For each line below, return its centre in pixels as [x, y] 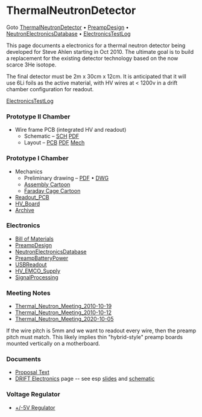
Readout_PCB [32, 197]
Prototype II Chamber [38, 117]
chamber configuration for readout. [50, 89]
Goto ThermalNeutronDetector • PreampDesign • [68, 27]
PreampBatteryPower [42, 258]
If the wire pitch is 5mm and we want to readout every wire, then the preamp [101, 331]
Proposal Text [32, 372]
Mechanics [29, 171]
